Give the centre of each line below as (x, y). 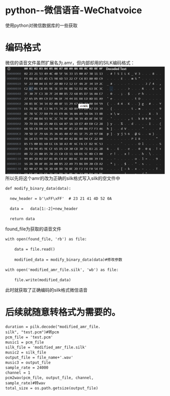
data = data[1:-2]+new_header (44, 209)
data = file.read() (35, 249)
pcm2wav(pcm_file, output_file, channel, (50, 378)
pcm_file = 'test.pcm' (29, 337)
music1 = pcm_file (25, 342)
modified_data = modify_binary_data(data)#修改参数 (68, 260)
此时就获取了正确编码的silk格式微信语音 (46, 290)
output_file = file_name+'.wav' (39, 358)
